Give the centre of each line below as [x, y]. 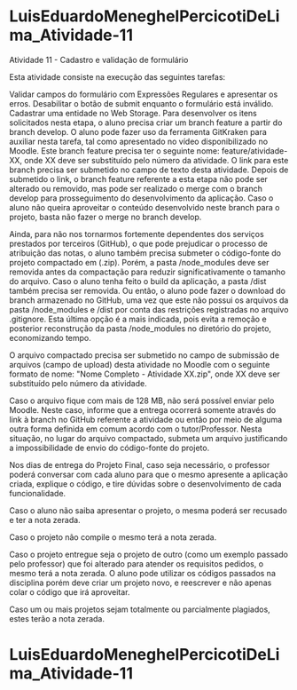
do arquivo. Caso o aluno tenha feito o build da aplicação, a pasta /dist [138, 281]
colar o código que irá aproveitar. [70, 591]
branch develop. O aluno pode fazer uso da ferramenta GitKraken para [138, 131]
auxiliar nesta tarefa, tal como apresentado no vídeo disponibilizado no [139, 141]
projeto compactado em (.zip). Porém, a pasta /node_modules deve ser [139, 262]
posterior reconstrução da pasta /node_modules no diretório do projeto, [141, 328]
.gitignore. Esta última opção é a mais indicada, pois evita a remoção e [138, 319]
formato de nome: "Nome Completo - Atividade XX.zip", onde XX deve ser [145, 374]
